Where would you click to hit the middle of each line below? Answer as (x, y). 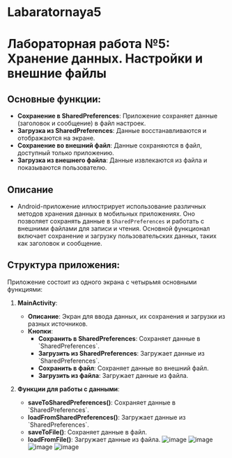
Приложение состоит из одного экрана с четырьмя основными (102, 282)
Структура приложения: (64, 265)
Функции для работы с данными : (68, 389)
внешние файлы (57, 73)
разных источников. (58, 324)
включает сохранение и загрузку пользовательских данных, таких (117, 236)
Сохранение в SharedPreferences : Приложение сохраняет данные (117, 116)
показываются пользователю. (62, 168)
